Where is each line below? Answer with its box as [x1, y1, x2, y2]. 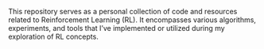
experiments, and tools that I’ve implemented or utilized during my [8, 24, 225, 32]
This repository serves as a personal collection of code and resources [8, 7, 238, 16]
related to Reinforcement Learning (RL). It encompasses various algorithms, [8, 15, 257, 24]
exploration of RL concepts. [8, 32, 99, 41]
